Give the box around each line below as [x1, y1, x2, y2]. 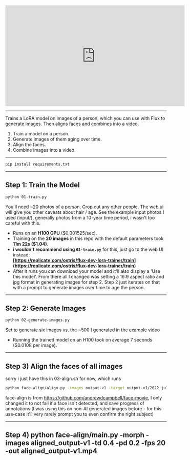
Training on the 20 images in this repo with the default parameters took [12, 235, 164, 242]
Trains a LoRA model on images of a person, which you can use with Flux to [5, 115, 165, 121]
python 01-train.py [5, 194, 47, 199]
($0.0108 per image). [12, 342, 57, 348]
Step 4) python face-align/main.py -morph [5, 431, 145, 439]
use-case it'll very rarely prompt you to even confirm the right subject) [5, 411, 154, 417]
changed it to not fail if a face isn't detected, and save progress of [5, 400, 145, 406]
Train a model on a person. [12, 131, 70, 136]
